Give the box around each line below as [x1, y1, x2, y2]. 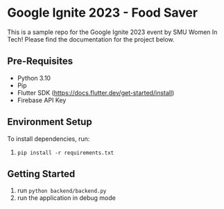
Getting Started [7, 168, 76, 180]
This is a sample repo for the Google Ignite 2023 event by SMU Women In [7, 28, 218, 36]
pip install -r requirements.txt [17, 149, 114, 156]
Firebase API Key [17, 96, 67, 104]
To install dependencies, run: [7, 134, 90, 143]
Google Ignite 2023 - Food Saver [7, 5, 198, 21]
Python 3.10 [17, 74, 51, 82]
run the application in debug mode [17, 194, 116, 202]
